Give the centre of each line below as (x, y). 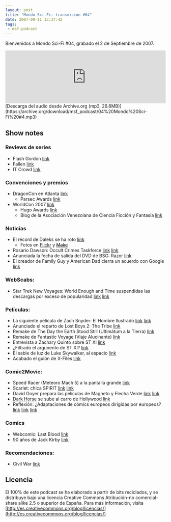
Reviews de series (28, 147)
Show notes (24, 133)
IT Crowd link (26, 169)
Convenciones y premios (37, 182)
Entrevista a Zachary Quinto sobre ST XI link (59, 342)
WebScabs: (20, 280)
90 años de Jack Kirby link (40, 439)
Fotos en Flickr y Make (44, 245)
